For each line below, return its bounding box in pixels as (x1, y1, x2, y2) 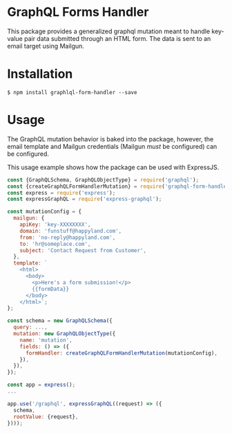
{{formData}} (32, 285, 70, 292)
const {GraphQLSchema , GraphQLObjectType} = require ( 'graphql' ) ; (7, 176, 199, 184)
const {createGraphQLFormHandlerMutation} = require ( (7, 183, 166, 190)
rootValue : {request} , (13, 413, 79, 420)
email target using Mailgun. (7, 42, 85, 50)
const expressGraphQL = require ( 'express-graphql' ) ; (7, 195, 162, 203)
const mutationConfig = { (7, 209, 81, 215)
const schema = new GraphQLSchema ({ (7, 317, 113, 324)
